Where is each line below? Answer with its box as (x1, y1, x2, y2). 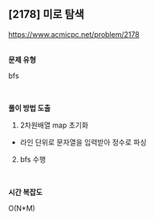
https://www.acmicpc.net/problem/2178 (8, 29, 140, 39)
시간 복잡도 (8, 187, 43, 197)
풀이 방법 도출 (8, 103, 51, 113)
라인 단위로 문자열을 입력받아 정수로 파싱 (19, 137, 147, 147)
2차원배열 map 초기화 (19, 120, 89, 130)
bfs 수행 (19, 154, 47, 164)
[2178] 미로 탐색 (8, 7, 84, 22)
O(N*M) (8, 203, 36, 213)
